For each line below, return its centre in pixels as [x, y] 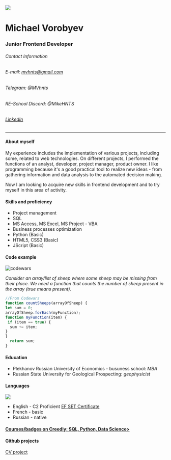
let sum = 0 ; [19, 308]
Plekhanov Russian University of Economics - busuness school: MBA [85, 369]
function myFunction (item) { [36, 317]
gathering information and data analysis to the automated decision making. [84, 174]
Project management [35, 213]
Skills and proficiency [29, 202]
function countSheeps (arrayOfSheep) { [46, 303]
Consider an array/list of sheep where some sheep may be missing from [81, 278]
